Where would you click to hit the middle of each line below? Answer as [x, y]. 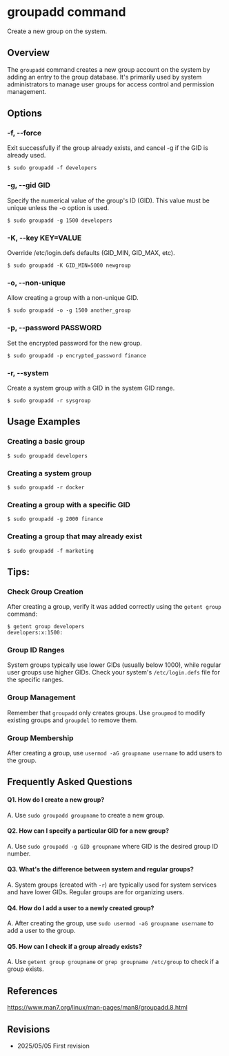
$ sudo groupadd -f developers [52, 168]
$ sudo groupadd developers [48, 456]
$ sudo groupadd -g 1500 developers [60, 220]
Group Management [41, 697]
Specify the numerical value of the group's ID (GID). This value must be [109, 200]
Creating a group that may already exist [75, 536]
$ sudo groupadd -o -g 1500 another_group [69, 311]
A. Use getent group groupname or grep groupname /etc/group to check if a [113, 962]
